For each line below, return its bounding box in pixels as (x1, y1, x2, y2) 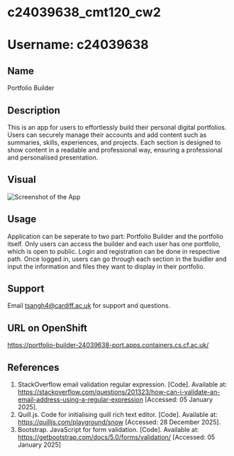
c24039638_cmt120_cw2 (7, 4, 162, 21)
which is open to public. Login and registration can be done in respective (7, 247, 221, 255)
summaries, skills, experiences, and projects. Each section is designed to (7, 138, 221, 146)
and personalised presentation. (7, 153, 99, 162)
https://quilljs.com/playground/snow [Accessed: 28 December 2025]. (17, 418, 221, 426)
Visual (7, 174, 37, 186)
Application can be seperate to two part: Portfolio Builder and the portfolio (7, 232, 223, 240)
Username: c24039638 (7, 37, 149, 53)
